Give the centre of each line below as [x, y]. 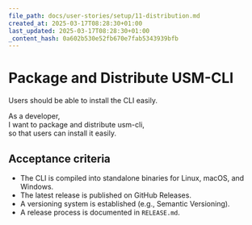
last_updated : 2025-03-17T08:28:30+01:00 [79, 31]
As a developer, [34, 116]
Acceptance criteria [59, 158]
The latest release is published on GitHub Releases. [106, 195]
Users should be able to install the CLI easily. [83, 101]
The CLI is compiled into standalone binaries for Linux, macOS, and [132, 178]
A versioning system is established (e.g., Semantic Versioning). [125, 204]
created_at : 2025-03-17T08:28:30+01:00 [76, 23]
